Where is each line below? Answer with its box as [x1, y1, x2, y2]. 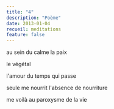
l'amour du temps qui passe [6, 72, 76, 80]
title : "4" [6, 9, 34, 15]
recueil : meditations [6, 26, 62, 32]
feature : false [6, 32, 45, 38]
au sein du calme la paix [6, 48, 67, 56]
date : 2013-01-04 [6, 20, 51, 26]
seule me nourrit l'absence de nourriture [6, 84, 108, 92]
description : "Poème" [6, 15, 62, 21]
